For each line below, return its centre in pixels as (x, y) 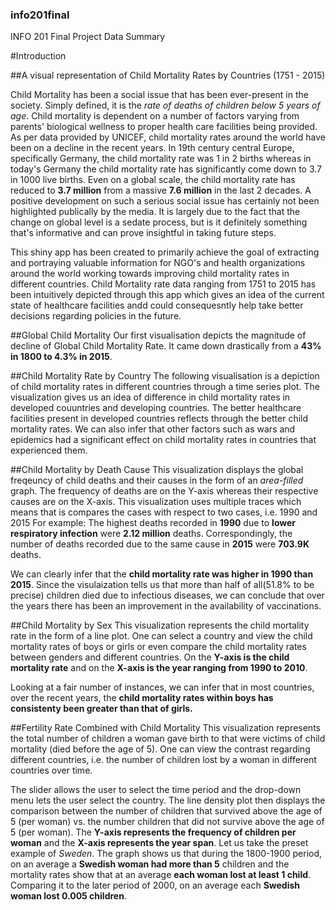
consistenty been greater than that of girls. (101, 709)
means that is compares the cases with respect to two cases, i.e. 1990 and (164, 512)
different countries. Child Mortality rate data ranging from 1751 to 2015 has (163, 284)
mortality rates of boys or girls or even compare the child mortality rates (158, 647)
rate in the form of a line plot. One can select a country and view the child (161, 636)
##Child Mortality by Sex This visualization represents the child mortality (160, 625)
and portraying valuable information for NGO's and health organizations (158, 263)
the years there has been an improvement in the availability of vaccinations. (166, 606)
